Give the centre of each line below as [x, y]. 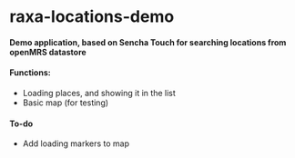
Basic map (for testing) [66, 103]
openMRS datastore [48, 52]
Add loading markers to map [76, 143]
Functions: [31, 73]
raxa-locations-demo [92, 17]
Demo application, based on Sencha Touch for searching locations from [148, 42]
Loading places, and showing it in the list [99, 93]
